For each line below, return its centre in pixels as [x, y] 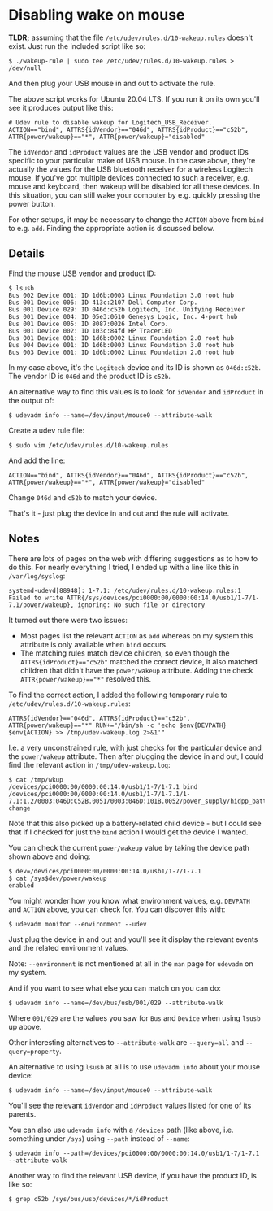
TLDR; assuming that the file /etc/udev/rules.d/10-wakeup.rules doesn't [131, 37]
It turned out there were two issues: [68, 620]
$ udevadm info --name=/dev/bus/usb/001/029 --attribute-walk [116, 1003]
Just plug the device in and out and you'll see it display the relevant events [133, 939]
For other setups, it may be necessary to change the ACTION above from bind [136, 219]
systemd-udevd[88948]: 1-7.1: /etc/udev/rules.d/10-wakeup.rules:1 [125, 590]
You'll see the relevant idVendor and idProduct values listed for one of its [130, 1105]
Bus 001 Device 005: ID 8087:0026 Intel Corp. [89, 324]
